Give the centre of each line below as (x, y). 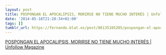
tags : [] (14, 23)
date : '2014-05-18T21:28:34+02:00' (42, 19)
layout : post (19, 10)
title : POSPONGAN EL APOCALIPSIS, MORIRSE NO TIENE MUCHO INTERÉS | (77, 14)
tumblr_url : (17, 28)
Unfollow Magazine (25, 47)
